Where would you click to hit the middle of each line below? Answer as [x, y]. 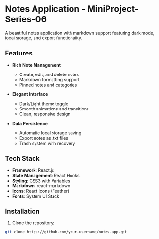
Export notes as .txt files [44, 138]
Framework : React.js [33, 170]
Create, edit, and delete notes [49, 74]
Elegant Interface [30, 94]
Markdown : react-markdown [41, 185]
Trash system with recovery [47, 143]
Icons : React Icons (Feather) [41, 191]
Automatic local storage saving [50, 133]
